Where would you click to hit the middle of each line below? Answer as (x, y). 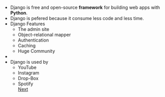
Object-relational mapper (44, 35)
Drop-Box (28, 78)
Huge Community (36, 51)
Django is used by (29, 62)
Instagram (28, 73)
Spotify (25, 84)
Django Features (27, 24)
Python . (19, 13)
